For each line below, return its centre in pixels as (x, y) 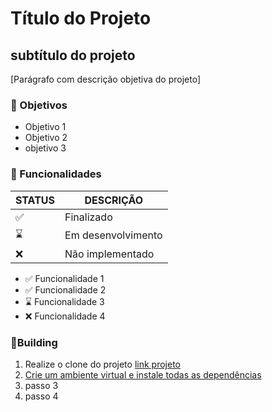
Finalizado (88, 217)
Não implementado (109, 254)
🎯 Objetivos (39, 105)
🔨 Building (34, 342)
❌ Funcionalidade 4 (65, 316)
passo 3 (41, 385)
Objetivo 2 (46, 138)
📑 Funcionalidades (56, 174)
